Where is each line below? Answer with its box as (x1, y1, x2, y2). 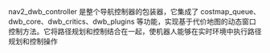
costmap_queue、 (200, 7, 261, 16)
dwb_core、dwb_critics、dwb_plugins (8, 17, 135, 26)
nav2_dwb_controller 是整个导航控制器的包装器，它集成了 (8, 7, 199, 16)
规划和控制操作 (8, 36, 58, 46)
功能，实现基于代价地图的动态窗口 (143, 17, 256, 26)
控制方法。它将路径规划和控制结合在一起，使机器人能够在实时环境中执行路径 (8, 27, 262, 36)
